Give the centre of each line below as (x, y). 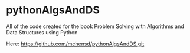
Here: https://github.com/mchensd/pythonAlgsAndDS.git (75, 44)
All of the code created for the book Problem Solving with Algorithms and (95, 26)
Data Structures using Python (42, 32)
